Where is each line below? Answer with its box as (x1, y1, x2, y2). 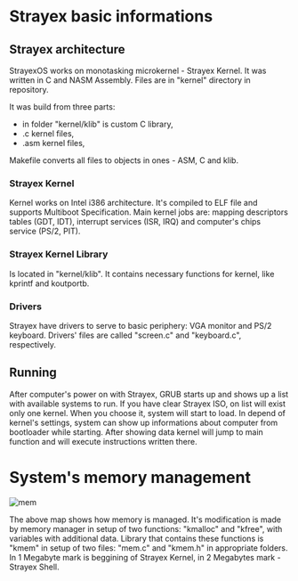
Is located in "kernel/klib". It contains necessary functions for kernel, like (9, 268, 275, 279)
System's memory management (9, 467, 252, 487)
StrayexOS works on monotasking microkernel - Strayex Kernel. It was (9, 65, 267, 76)
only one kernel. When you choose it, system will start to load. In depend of (9, 407, 286, 418)
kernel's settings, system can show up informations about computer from (9, 417, 278, 428)
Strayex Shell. (9, 561, 60, 572)
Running (9, 365, 58, 381)
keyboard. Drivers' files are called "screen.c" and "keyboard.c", (9, 330, 242, 340)
